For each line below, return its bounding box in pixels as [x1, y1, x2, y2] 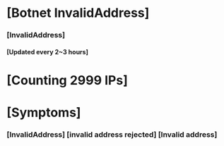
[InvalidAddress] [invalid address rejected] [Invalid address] [6, 130, 218, 139]
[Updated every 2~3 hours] [6, 47, 89, 56]
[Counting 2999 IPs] [6, 72, 128, 88]
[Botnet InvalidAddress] [6, 5, 150, 21]
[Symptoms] [6, 104, 81, 121]
